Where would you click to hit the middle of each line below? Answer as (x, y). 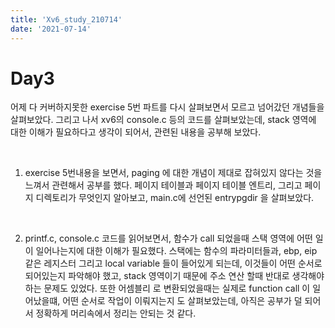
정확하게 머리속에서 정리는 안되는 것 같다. (116, 313)
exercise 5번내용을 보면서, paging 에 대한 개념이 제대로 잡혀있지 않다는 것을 (173, 173)
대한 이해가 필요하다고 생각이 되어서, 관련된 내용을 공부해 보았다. (136, 132)
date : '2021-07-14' (51, 29)
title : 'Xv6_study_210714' (66, 19)
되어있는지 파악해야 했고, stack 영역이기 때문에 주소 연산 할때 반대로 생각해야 (174, 276)
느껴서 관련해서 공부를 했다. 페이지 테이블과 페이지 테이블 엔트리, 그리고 (163, 185)
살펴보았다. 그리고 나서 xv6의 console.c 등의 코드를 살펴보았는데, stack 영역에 (163, 120)
